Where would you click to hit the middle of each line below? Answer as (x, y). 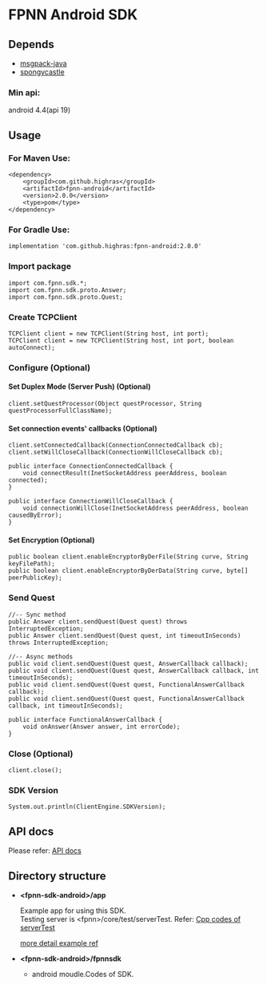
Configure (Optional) (49, 367)
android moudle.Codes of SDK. (83, 974)
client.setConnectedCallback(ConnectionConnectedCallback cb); (116, 446)
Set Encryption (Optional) (52, 540)
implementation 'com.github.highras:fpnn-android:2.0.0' (105, 246)
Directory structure (57, 876)
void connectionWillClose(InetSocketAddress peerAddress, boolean (135, 509)
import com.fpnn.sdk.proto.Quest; (66, 297)
